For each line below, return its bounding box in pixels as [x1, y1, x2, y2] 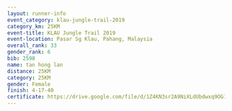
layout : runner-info [7, 10, 67, 17]
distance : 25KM [7, 68, 51, 74]
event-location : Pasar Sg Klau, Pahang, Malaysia [7, 36, 153, 43]
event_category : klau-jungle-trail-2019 [7, 17, 126, 23]
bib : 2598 [7, 55, 36, 62]
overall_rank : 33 [7, 42, 57, 49]
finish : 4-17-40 [7, 87, 54, 94]
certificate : [7, 94, 45, 101]
